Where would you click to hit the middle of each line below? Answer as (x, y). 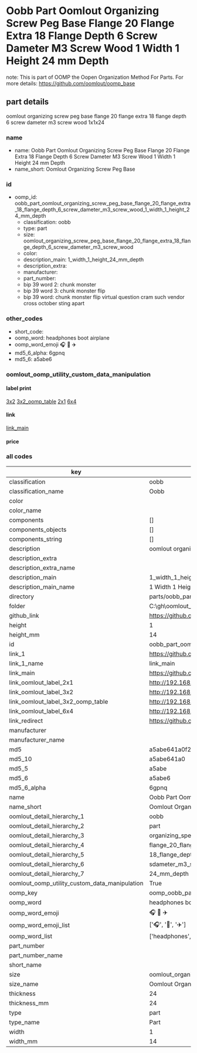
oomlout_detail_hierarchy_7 (47, 874)
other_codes (24, 319)
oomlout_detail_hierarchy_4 (47, 845)
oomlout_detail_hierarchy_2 (47, 826)
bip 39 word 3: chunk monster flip (64, 291)
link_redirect (26, 721)
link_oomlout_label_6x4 (41, 711)
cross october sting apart (54, 304)
